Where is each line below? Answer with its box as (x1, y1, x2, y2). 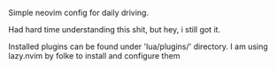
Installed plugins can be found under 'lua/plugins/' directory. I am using (8, 41, 269, 52)
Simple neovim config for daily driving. (8, 8, 150, 17)
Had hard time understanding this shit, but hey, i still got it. (8, 24, 221, 34)
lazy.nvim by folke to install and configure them (8, 51, 181, 60)
